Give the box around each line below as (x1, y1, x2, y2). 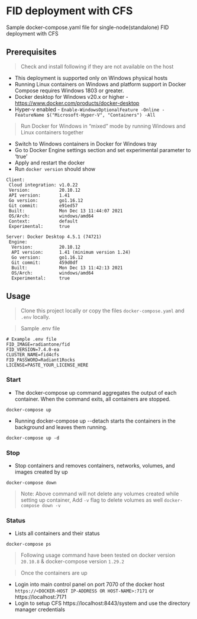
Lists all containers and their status (14, 530, 100, 537)
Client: (6, 176, 25, 183)
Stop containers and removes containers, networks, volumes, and (14, 462, 176, 469)
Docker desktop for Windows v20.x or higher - (14, 93, 128, 100)
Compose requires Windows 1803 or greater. (14, 87, 124, 94)
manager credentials (14, 606, 65, 613)
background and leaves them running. (14, 423, 108, 430)
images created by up (14, 469, 68, 476)
